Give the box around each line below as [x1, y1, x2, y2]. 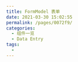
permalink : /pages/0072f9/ [6, 19, 73, 25]
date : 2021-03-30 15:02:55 [6, 14, 73, 20]
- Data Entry [11, 36, 44, 42]
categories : [6, 25, 35, 31]
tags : [6, 42, 19, 48]
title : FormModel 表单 [6, 8, 60, 15]
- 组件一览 [11, 31, 35, 37]
